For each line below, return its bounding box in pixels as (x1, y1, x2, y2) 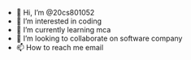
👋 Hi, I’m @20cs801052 (15, 8, 95, 17)
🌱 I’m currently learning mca (15, 25, 111, 34)
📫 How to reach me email (15, 43, 104, 52)
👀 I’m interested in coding (15, 16, 102, 26)
